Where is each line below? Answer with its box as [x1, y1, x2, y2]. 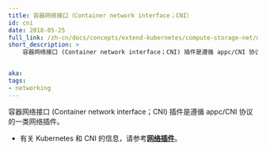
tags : [8, 77, 26, 84]
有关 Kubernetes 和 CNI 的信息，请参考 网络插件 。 [19, 133, 182, 143]
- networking [8, 84, 51, 92]
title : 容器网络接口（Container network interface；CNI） [8, 11, 192, 20]
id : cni [8, 19, 34, 27]
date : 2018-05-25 [8, 26, 66, 34]
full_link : [8, 33, 44, 42]
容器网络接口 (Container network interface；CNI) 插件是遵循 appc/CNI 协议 [8, 107, 253, 116]
